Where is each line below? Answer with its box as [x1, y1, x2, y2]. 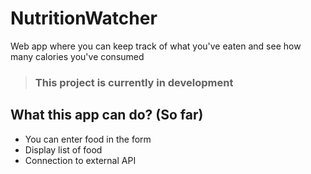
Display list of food [24, 143, 103, 156]
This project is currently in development [34, 75, 234, 89]
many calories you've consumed [10, 50, 145, 62]
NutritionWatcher [10, 7, 158, 30]
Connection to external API [24, 154, 137, 166]
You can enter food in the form [24, 133, 152, 145]
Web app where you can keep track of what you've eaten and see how [10, 40, 302, 52]
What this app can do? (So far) [10, 107, 204, 124]
